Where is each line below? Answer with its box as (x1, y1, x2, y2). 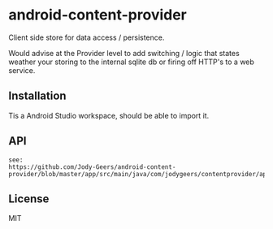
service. (8, 65, 36, 75)
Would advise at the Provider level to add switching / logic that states (8, 48, 240, 58)
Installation (8, 89, 67, 103)
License (8, 192, 50, 205)
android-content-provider (8, 6, 187, 24)
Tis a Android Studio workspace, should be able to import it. (8, 110, 210, 120)
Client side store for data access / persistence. (8, 32, 165, 42)
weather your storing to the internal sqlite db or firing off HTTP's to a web (8, 57, 254, 67)
